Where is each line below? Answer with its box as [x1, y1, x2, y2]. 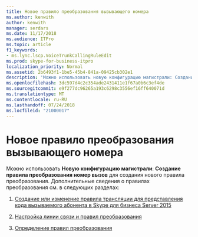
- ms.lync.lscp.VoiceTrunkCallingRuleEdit [6, 53, 112, 59]
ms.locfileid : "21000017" [6, 108, 70, 113]
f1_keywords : [6, 47, 38, 53]
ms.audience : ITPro [6, 36, 54, 42]
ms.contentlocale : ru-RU [6, 96, 67, 102]
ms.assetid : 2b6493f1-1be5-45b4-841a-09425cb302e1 [6, 69, 133, 75]
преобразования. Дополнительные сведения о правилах [6, 178, 150, 185]
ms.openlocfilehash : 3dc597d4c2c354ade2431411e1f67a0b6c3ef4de [6, 80, 165, 86]
